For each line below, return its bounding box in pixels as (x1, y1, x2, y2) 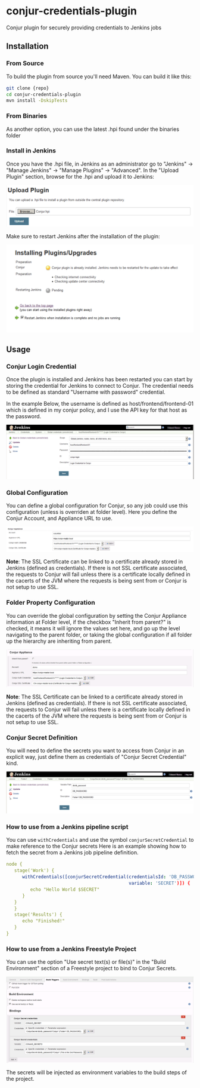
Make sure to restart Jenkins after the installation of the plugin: (6, 233, 160, 240)
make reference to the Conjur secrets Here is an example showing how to (6, 842, 186, 850)
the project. (6, 1075, 35, 1083)
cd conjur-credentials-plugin (6, 91, 82, 97)
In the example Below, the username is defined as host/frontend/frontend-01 (6, 400, 194, 407)
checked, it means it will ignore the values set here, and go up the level (6, 624, 180, 632)
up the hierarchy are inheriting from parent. (6, 638, 112, 645)
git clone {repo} (6, 85, 49, 91)
